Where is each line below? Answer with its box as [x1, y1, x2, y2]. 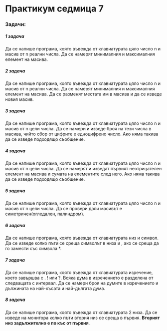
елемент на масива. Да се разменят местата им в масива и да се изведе [5, 91, 162, 97]
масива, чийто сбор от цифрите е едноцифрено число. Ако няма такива [5, 131, 159, 137]
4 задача [5, 148, 26, 154]
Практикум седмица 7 [5, 3, 104, 14]
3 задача [5, 108, 25, 114]
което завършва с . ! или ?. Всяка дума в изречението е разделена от [5, 275, 154, 281]
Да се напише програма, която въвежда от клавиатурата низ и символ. [5, 235, 159, 241]
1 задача [5, 33, 24, 39]
